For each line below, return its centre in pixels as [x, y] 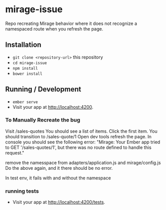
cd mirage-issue [30, 63]
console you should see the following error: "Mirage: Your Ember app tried [83, 142]
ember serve [25, 102]
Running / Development [43, 89]
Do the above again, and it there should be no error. [59, 168]
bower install [27, 74]
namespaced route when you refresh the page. [54, 28]
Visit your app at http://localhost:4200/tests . [59, 202]
